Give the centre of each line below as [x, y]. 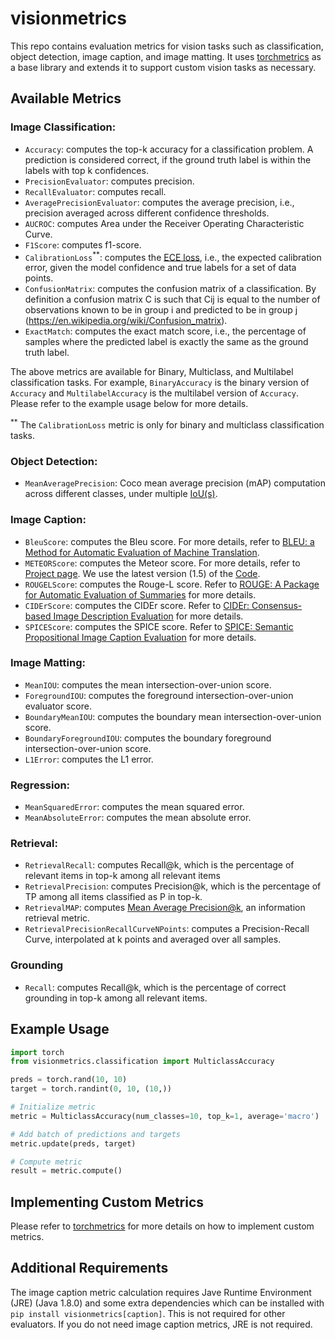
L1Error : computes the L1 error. [89, 759]
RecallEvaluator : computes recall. [95, 191]
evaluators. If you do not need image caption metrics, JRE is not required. [161, 1324]
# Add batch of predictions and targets [96, 1134]
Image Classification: [63, 127]
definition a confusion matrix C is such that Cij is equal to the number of [172, 299]
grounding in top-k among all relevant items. [116, 998]
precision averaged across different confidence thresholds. [147, 213]
